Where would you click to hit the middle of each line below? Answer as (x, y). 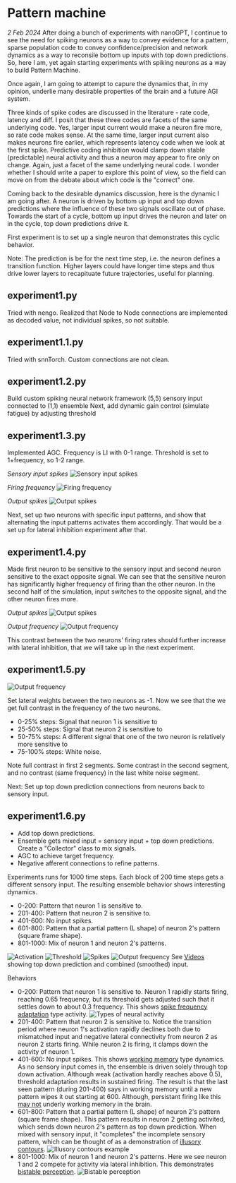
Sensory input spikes (38, 474)
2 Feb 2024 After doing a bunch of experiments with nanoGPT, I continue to (117, 32)
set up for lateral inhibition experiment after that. (77, 530)
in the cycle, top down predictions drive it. (68, 223)
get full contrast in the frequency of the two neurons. (84, 708)
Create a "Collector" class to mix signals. (77, 848)
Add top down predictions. (56, 833)
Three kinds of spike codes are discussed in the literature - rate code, (108, 112)
